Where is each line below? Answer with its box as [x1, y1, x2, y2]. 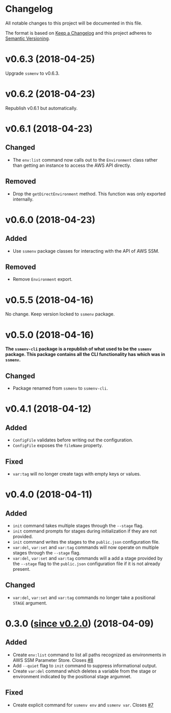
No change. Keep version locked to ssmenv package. [5, 311, 115, 317]
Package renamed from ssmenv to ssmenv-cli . [12, 385, 108, 391]
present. [12, 566, 31, 572]
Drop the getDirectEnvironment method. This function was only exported [12, 190, 166, 197]
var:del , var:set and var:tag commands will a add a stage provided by [12, 555, 163, 561]
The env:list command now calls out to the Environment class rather [12, 157, 158, 163]
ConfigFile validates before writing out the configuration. [12, 437, 134, 443]
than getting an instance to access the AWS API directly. [12, 162, 131, 168]
